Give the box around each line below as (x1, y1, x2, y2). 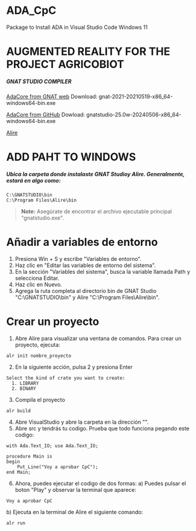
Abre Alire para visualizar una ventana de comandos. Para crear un (14, 335, 182, 342)
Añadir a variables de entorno (6, 236, 158, 249)
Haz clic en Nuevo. (14, 281, 62, 288)
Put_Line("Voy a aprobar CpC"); (17, 464, 98, 470)
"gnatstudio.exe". (21, 215, 65, 222)
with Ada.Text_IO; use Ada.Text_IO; (6, 443, 98, 449)
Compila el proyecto (14, 396, 65, 404)
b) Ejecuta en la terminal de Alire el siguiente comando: (6, 509, 144, 516)
